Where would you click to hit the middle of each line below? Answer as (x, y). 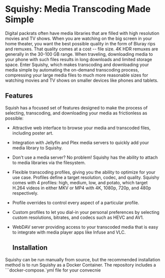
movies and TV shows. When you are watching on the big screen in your (79, 38)
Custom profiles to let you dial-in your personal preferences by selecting (86, 212)
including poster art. (33, 133)
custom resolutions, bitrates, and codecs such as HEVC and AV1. (78, 217)
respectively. (25, 193)
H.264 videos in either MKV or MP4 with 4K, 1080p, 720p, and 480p (82, 188)
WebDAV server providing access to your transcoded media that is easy (85, 227)
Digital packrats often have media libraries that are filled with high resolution (82, 33)
